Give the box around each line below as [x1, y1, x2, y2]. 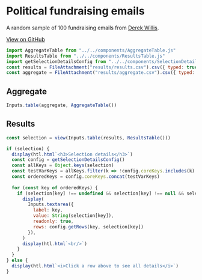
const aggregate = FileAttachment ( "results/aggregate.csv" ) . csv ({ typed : [6, 70, 195, 76]
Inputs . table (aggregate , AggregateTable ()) [6, 102, 117, 109]
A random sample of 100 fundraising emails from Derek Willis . [6, 24, 159, 31]
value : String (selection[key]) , [32, 213, 114, 219]
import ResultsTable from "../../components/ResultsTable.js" [6, 53, 165, 59]
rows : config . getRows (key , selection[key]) [32, 224, 144, 230]
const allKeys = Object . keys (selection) [11, 162, 114, 169]
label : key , [32, 207, 63, 213]
